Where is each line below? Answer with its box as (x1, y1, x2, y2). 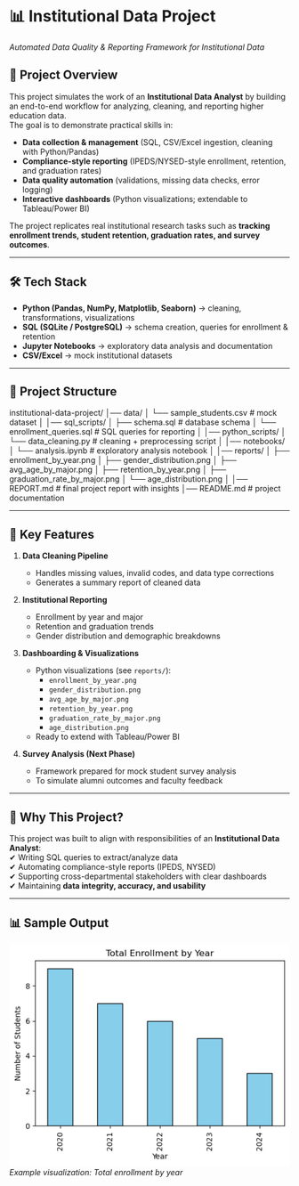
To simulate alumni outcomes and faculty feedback (35, 776, 223, 786)
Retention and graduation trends (35, 621, 154, 632)
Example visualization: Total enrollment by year (9, 1166, 183, 1177)
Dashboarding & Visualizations (21, 648, 140, 659)
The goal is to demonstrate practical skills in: (9, 119, 174, 130)
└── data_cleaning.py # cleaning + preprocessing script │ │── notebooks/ (9, 436, 286, 447)
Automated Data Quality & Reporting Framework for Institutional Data (9, 41, 265, 53)
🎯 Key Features (9, 526, 95, 542)
